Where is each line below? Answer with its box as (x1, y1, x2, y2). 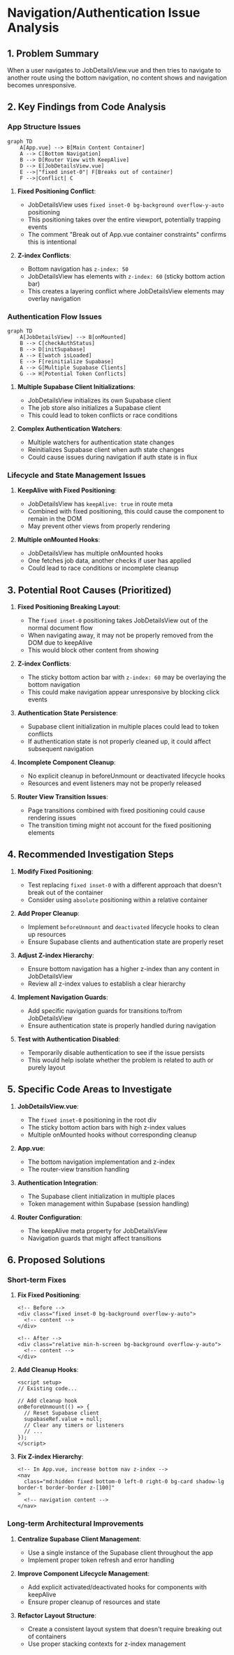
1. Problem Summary (7, 48, 99, 59)
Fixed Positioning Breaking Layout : (17, 603, 121, 611)
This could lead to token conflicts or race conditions (27, 411, 178, 419)
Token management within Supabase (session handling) (27, 1200, 190, 1208)
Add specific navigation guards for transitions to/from (27, 1006, 183, 1014)
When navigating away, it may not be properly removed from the (27, 631, 214, 640)
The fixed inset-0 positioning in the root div (27, 1116, 157, 1124)
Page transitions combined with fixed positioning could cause (27, 806, 205, 815)
